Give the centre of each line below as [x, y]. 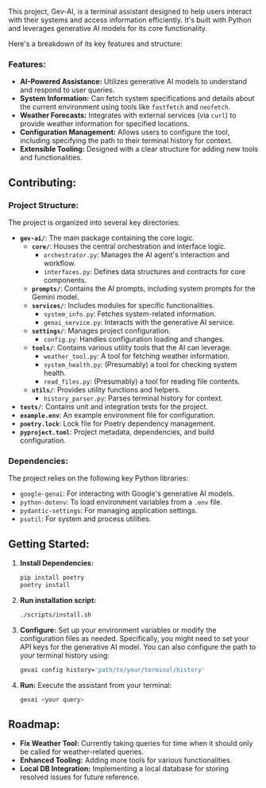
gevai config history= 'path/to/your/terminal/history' [112, 670]
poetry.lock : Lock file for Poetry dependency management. [118, 423]
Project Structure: [44, 205]
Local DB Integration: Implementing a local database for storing [124, 769]
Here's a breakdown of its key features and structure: [95, 44]
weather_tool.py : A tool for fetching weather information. [137, 356]
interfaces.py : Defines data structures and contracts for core [145, 271]
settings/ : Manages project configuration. [101, 330]
